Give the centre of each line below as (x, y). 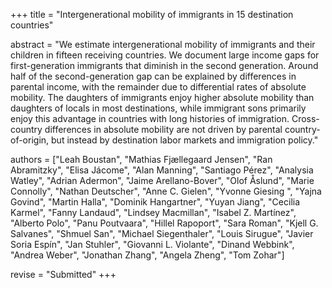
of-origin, (30, 140)
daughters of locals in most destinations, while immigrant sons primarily (158, 108)
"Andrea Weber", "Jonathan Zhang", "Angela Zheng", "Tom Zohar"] (147, 255)
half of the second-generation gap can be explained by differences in (153, 76)
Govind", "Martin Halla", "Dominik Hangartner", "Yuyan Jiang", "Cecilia (155, 202)
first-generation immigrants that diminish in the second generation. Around (164, 65)
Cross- (305, 118)
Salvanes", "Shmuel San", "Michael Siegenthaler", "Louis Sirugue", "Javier (162, 233)
